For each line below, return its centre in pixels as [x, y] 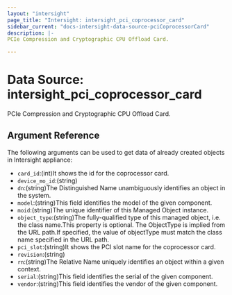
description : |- [31, 33]
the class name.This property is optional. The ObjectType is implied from [121, 225]
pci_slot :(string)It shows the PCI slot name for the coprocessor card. [116, 246]
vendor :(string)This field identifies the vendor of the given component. [117, 284]
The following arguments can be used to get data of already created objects [116, 152]
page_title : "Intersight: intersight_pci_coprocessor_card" [96, 20]
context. [29, 269]
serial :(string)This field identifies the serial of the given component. [115, 276]
